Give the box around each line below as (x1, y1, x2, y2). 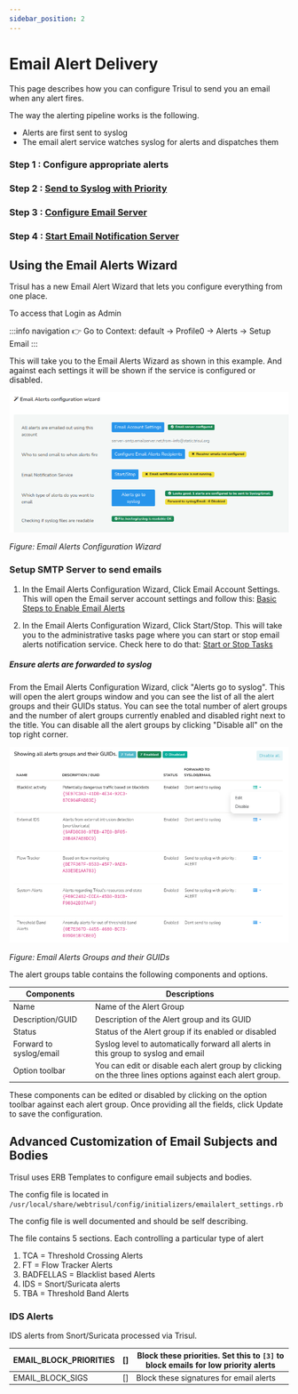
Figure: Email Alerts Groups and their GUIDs (9, 951, 170, 962)
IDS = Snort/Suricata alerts (21, 1278, 121, 1289)
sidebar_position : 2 (9, 14, 86, 23)
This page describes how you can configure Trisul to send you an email (9, 83, 271, 93)
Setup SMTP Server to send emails (9, 564, 162, 576)
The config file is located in (9, 1189, 109, 1199)
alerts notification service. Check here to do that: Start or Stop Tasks (21, 638, 273, 649)
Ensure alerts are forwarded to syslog (9, 659, 153, 670)
